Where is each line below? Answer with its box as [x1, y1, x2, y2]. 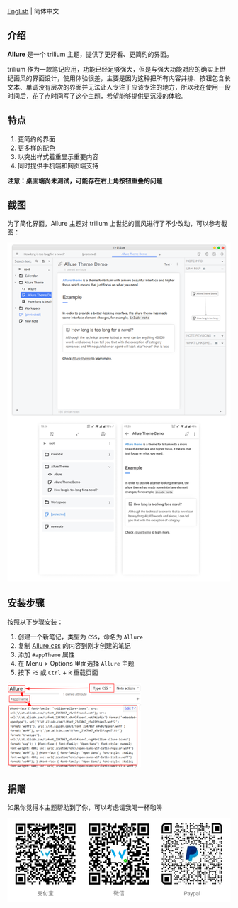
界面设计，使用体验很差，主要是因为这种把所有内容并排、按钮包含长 [31, 74, 231, 82]
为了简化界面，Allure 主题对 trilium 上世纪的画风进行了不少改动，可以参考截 [7, 220, 228, 228]
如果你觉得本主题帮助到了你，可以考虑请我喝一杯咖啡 [7, 803, 163, 812]
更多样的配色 [17, 144, 55, 152]
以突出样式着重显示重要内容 [17, 152, 99, 161]
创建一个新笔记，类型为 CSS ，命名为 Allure [17, 632, 144, 641]
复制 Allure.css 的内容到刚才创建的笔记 [17, 641, 131, 649]
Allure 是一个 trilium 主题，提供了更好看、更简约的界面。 [7, 50, 173, 58]
